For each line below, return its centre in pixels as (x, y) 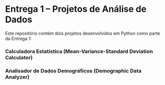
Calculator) (19, 57)
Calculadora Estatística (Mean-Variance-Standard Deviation (79, 51)
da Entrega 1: (18, 39)
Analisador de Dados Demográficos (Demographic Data (73, 71)
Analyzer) (17, 77)
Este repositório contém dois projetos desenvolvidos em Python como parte (82, 33)
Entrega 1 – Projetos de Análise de (76, 9)
